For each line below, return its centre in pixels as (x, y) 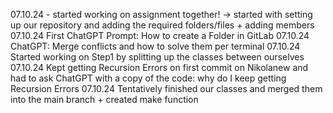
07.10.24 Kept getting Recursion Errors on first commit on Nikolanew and (159, 67)
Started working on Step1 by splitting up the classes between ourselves (157, 57)
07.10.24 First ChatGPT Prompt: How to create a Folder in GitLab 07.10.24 (160, 35)
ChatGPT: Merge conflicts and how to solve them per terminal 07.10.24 (155, 46)
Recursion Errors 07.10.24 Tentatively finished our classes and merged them (166, 88)
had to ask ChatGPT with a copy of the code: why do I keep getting (148, 78)
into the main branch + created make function (104, 99)
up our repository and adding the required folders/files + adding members (162, 25)
